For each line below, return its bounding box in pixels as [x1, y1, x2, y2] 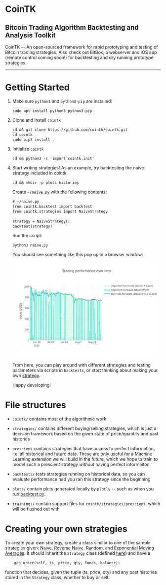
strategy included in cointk [12, 170, 67, 176]
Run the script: [12, 232, 42, 238]
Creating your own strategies [5, 523, 127, 534]
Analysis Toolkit [5, 31, 56, 39]
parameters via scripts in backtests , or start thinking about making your [12, 367, 158, 373]
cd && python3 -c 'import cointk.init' [12, 156, 95, 161]
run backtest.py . [12, 491, 46, 497]
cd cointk [12, 132, 33, 137]
